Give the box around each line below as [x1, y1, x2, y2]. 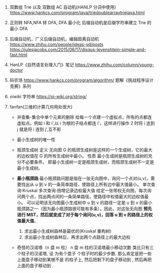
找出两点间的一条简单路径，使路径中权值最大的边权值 [38, 193, 144, 199]
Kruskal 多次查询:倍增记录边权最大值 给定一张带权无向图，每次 [22, 188, 147, 193]
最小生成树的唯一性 [16, 137, 56, 142]
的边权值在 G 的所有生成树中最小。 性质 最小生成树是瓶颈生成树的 [16, 153, 148, 159]
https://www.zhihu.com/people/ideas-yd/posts [9, 42, 104, 47]
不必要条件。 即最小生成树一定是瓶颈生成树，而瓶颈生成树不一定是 [21, 159, 154, 165]
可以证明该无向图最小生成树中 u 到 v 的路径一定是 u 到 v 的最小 [26, 200, 153, 205]
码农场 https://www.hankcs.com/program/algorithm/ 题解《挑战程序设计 [9, 77, 154, 83]
